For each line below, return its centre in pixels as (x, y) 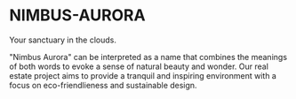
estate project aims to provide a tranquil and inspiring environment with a (143, 75)
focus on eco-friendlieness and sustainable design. (103, 85)
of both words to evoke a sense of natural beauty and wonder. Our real (139, 66)
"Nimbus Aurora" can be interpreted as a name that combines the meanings (148, 57)
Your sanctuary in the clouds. (63, 40)
